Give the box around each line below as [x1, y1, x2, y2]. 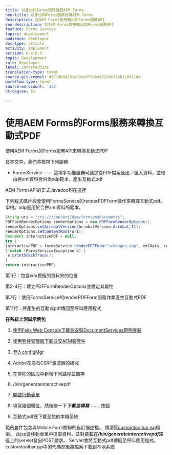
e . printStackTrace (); [7, 253, 54, 258]
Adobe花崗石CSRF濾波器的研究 [12, 360, 79, 366]
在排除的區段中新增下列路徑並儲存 [12, 371, 85, 377]
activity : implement [5, 46, 50, 51]
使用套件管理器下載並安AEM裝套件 [12, 338, 86, 344]
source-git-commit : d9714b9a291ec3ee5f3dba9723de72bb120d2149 [5, 75, 141, 80]
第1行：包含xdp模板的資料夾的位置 [5, 272, 78, 279]
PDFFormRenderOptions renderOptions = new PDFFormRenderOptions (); [5, 220, 153, 225]
